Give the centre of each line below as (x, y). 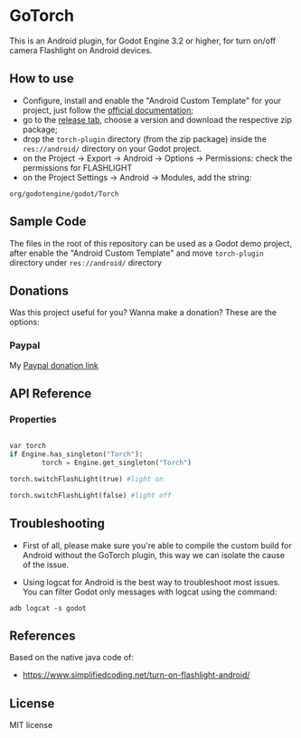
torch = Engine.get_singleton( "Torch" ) (117, 463)
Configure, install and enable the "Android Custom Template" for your (152, 100)
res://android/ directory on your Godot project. (112, 148)
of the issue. (46, 565)
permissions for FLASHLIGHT (77, 167)
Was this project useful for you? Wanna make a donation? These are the (143, 313)
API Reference (51, 394)
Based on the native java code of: (71, 658)
